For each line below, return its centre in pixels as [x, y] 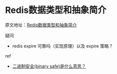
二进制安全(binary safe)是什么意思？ [49, 66]
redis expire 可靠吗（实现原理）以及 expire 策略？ [63, 46]
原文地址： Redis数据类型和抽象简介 [41, 25]
